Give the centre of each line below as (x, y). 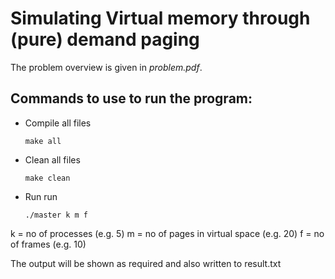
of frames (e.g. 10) (48, 244)
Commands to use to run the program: (131, 98)
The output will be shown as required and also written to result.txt (146, 263)
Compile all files (58, 123)
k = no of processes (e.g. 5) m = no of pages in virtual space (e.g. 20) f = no (167, 233)
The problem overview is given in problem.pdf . (106, 67)
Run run (41, 196)
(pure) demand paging (105, 39)
